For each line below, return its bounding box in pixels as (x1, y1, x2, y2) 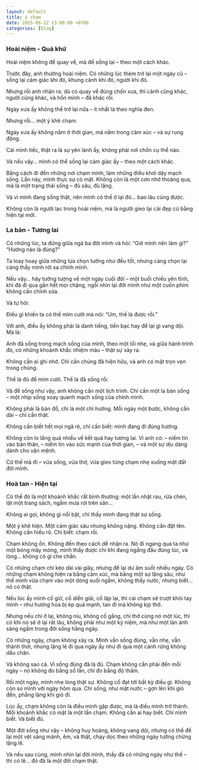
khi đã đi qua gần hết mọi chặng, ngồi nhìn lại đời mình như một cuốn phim (6, 281, 189, 289)
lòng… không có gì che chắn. (6, 553, 77, 560)
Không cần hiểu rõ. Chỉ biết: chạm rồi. (6, 529, 99, 536)
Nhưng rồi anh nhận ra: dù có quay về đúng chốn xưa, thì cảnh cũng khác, (6, 87, 188, 95)
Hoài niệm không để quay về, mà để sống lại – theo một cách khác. (6, 58, 170, 65)
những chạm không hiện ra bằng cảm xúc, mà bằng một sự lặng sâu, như (6, 571, 185, 578)
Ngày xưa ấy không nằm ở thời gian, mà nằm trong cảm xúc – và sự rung (6, 128, 184, 135)
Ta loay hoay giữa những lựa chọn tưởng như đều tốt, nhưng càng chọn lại (6, 257, 187, 264)
